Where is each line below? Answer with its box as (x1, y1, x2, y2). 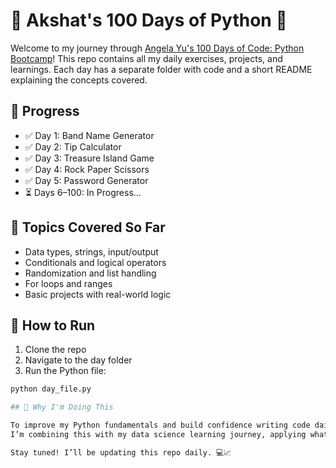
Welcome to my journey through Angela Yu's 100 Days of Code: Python (10, 42, 305, 54)
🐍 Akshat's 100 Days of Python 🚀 (10, 9, 288, 32)
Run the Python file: (24, 365, 107, 377)
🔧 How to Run (10, 317, 96, 334)
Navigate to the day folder (24, 354, 133, 366)
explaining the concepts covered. (10, 74, 148, 86)
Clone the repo (24, 344, 87, 356)
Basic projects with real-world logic (24, 288, 172, 300)
